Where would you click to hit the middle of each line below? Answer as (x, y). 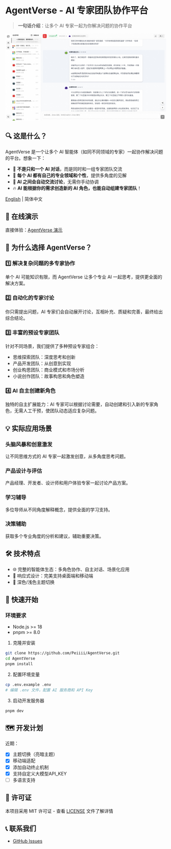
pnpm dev (15, 711)
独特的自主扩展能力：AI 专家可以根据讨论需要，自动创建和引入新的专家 (80, 405)
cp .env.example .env (28, 685)
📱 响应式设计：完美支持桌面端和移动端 (53, 576)
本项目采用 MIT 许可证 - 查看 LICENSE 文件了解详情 (59, 811)
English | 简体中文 (24, 199)
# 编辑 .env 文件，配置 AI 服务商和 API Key (49, 690)
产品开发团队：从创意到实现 (42, 363)
